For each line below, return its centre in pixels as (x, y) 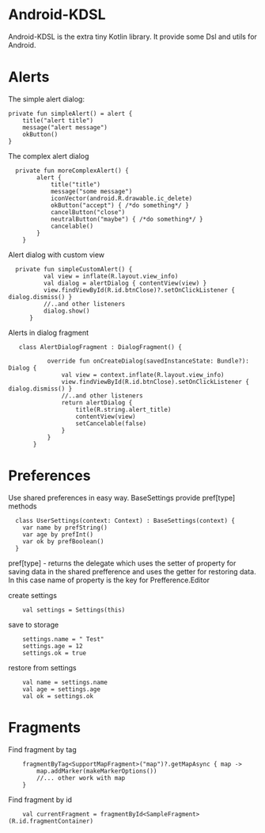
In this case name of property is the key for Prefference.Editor (109, 580)
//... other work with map (81, 778)
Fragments (45, 727)
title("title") (76, 184)
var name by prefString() (65, 528)
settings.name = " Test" (63, 639)
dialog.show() (66, 311)
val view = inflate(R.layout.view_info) (111, 276)
